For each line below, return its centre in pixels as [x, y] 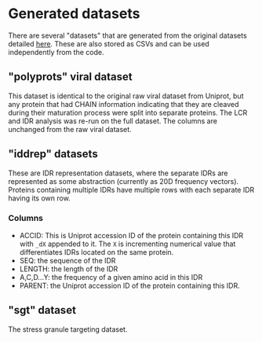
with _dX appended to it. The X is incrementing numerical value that [127, 244]
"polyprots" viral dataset [70, 77]
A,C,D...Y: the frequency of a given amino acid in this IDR [111, 277]
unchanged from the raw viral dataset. [70, 129]
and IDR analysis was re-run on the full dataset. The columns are [113, 121]
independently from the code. [56, 52]
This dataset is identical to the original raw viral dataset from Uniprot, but [126, 96]
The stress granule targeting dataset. [68, 329]
